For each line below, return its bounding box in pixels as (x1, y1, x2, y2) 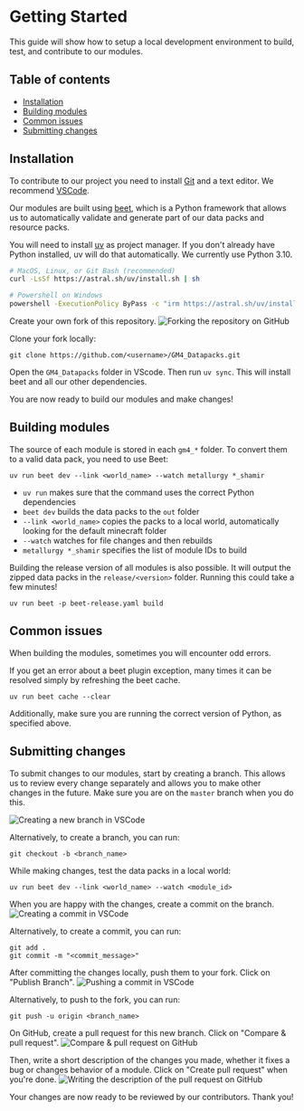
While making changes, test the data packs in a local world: (9, 865, 231, 876)
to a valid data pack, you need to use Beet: (9, 453, 169, 464)
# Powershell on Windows (9, 291, 103, 300)
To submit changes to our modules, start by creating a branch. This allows (9, 767, 286, 779)
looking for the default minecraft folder (22, 525, 167, 536)
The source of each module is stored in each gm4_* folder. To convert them (9, 443, 288, 454)
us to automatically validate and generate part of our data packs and (9, 212, 265, 223)
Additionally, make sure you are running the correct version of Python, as (9, 707, 282, 718)
